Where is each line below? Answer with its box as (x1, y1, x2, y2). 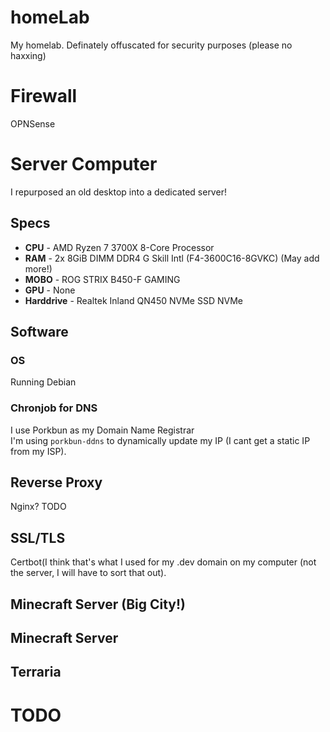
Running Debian (10, 376, 77, 388)
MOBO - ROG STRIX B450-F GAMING (24, 273, 181, 285)
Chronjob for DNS (10, 401, 98, 415)
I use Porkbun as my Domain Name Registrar (10, 424, 195, 436)
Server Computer (10, 153, 158, 176)
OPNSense (10, 117, 56, 130)
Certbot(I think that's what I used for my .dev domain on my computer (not (10, 556, 317, 568)
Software (10, 324, 69, 341)
